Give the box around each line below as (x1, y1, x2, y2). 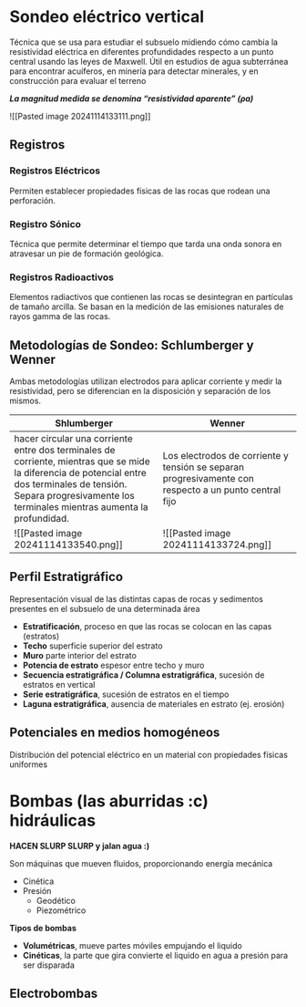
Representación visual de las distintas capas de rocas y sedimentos (9, 593, 264, 604)
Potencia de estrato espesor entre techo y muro (22, 659, 205, 670)
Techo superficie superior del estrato (22, 640, 163, 651)
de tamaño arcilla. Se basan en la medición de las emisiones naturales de (9, 301, 284, 312)
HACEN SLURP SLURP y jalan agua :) (9, 840, 150, 851)
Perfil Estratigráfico (9, 569, 124, 585)
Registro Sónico (9, 217, 82, 230)
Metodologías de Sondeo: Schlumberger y (9, 337, 254, 353)
